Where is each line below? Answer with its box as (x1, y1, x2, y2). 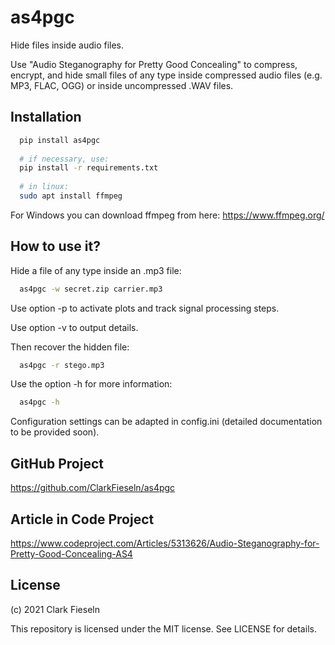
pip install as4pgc (19, 135, 101, 145)
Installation (10, 109, 82, 126)
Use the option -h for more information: (10, 378, 173, 390)
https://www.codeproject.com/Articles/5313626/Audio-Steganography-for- (10, 537, 320, 549)
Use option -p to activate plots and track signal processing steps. (10, 302, 280, 314)
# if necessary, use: (19, 154, 110, 164)
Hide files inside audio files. (10, 39, 125, 51)
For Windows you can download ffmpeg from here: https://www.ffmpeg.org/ (10, 209, 325, 221)
